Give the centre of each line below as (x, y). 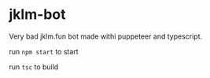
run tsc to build (34, 67)
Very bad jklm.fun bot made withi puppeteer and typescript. (106, 36)
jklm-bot (37, 15)
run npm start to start (44, 51)
